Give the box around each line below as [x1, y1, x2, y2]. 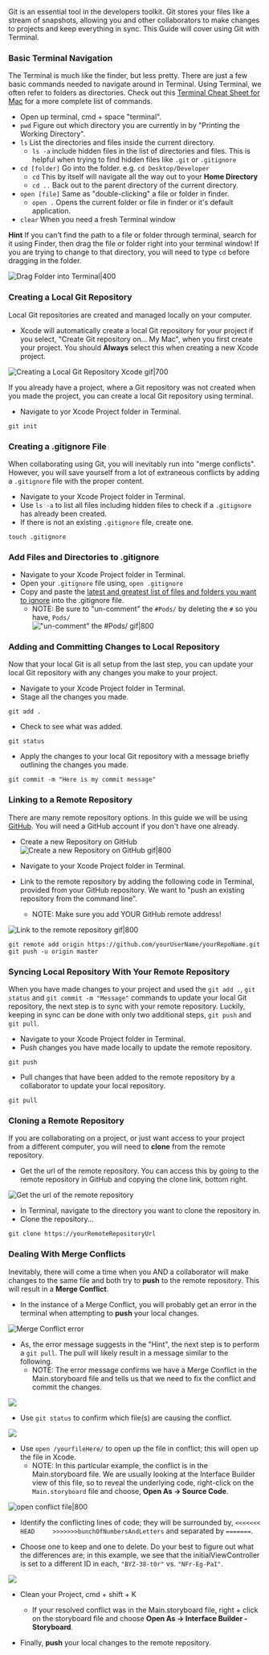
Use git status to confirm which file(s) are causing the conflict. [19, 1413, 233, 1422]
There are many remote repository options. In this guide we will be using [8, 812, 247, 822]
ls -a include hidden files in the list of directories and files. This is [31, 147, 251, 156]
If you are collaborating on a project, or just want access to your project [8, 1133, 245, 1143]
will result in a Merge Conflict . [8, 1284, 109, 1294]
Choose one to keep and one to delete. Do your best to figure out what [19, 1542, 255, 1551]
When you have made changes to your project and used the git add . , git [8, 984, 255, 994]
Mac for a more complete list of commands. [8, 97, 153, 106]
